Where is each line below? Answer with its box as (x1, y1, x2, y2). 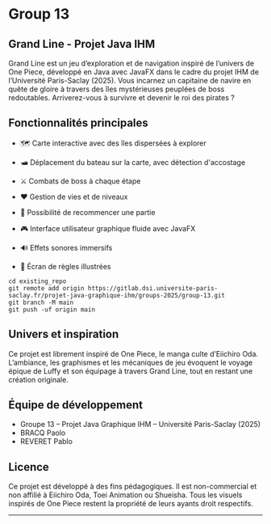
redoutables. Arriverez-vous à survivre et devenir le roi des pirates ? (8, 93, 236, 102)
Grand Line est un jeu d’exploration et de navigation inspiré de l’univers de (8, 58, 255, 68)
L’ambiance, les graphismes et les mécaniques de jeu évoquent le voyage (8, 357, 253, 367)
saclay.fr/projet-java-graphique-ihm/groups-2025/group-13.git (8, 291, 226, 299)
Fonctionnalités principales (8, 116, 149, 130)
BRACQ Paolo (19, 428, 66, 437)
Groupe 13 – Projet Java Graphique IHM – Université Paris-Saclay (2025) (19, 420, 261, 429)
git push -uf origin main (8, 305, 95, 314)
